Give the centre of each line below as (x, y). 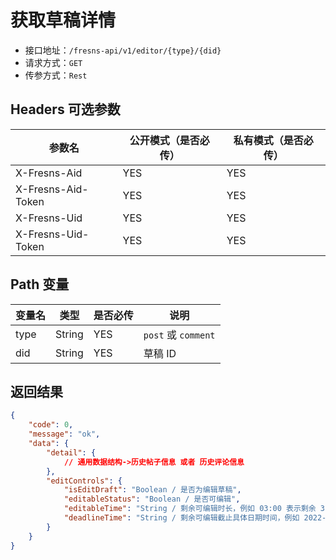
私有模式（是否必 (273, 140)
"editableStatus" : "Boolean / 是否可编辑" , (152, 499)
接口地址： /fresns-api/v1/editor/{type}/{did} (123, 50)
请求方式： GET (53, 62)
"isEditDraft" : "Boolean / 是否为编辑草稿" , (152, 490)
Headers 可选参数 (65, 109)
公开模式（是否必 (169, 140)
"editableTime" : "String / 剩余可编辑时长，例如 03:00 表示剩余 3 (194, 509)
